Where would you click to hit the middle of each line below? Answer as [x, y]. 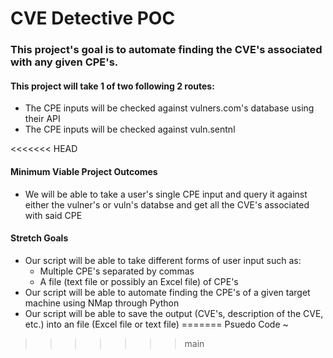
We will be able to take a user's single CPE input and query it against [166, 194]
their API [42, 119]
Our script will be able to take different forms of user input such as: [163, 260]
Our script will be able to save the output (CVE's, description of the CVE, [174, 313]
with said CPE [53, 215]
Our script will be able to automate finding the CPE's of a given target [167, 292]
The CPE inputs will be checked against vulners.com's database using [169, 108]
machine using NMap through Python [102, 303]
